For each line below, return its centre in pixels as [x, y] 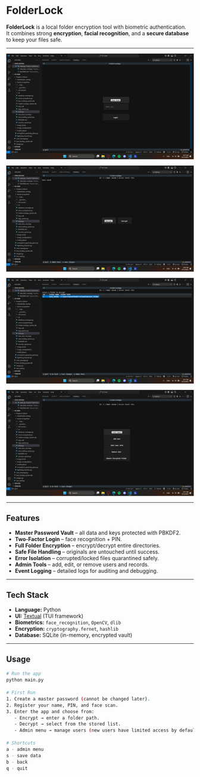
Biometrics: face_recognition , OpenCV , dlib [68, 622]
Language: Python [38, 609]
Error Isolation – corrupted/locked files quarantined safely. [87, 558]
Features [23, 518]
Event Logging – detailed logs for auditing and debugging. [86, 570]
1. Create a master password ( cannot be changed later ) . [78, 699]
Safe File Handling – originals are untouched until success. [87, 552]
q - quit [17, 768]
